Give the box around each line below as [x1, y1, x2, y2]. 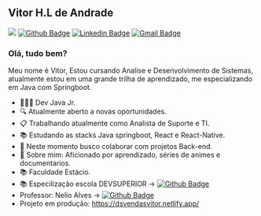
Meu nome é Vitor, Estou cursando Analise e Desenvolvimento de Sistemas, [8, 66, 254, 76]
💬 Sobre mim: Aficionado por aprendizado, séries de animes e [19, 150, 221, 160]
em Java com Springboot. [8, 83, 92, 92]
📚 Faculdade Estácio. [19, 167, 91, 177]
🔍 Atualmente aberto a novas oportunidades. [19, 106, 167, 117]
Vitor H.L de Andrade [8, 6, 114, 20]
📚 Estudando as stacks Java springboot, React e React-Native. [19, 130, 226, 140]
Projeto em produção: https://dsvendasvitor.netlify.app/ [19, 199, 200, 208]
